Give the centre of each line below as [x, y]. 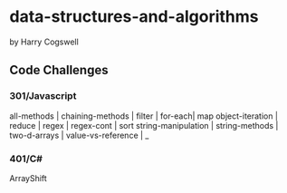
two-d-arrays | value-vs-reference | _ [79, 135]
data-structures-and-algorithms [134, 17]
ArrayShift [28, 178]
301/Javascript [43, 96]
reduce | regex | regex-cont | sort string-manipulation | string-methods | [144, 125]
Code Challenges [59, 70]
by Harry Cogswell [44, 42]
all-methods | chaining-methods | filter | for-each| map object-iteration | [144, 116]
